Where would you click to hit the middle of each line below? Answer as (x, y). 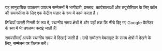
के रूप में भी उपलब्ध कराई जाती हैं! (31, 28)
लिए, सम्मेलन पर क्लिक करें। (27, 43)
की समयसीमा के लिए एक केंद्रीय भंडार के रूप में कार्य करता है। (52, 13)
